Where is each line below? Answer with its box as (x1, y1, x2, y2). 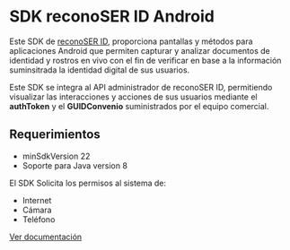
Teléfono (22, 213, 56, 225)
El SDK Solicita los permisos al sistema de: (9, 177, 167, 188)
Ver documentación (9, 231, 83, 242)
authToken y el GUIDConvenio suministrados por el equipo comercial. (9, 100, 269, 111)
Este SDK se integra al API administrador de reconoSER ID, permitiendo (9, 82, 273, 92)
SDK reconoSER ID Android (9, 6, 215, 27)
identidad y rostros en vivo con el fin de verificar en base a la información (9, 55, 282, 65)
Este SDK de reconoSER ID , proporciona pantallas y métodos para (9, 36, 253, 47)
